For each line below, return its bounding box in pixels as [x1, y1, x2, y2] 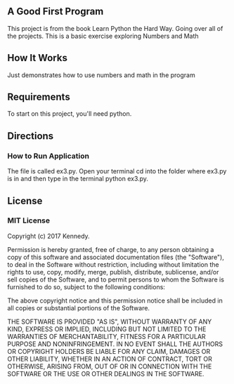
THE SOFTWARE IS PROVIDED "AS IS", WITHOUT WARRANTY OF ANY [7, 317, 212, 326]
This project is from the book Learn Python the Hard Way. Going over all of [7, 24, 223, 32]
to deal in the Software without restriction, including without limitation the [7, 260, 219, 269]
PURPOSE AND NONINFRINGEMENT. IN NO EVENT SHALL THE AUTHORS [7, 340, 223, 348]
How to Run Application [7, 151, 90, 161]
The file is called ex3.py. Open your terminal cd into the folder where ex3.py [7, 167, 227, 176]
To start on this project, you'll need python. [7, 110, 132, 118]
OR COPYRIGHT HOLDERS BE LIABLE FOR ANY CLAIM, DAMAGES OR [7, 347, 211, 355]
